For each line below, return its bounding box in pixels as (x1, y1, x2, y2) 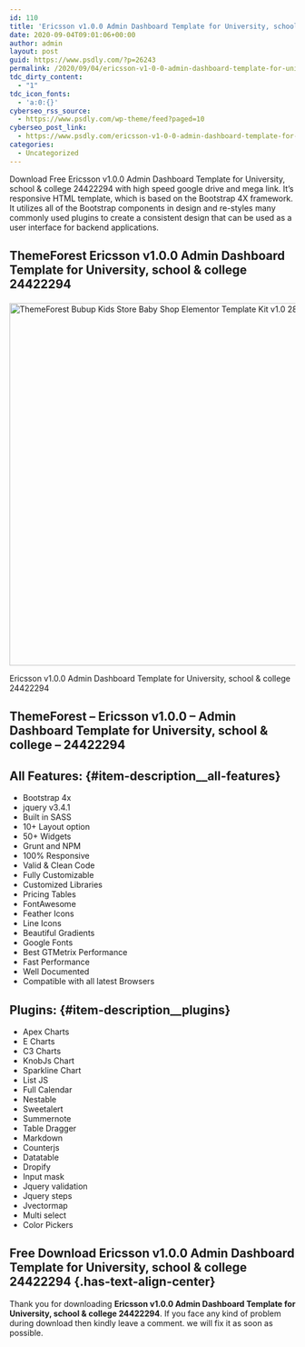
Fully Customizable (22, 870, 94, 881)
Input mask (22, 1172, 65, 1182)
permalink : (9, 65, 51, 74)
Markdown (22, 1132, 64, 1143)
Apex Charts (22, 1026, 70, 1037)
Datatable (22, 1152, 59, 1163)
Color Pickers (22, 1220, 74, 1231)
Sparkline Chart (22, 1065, 82, 1076)
